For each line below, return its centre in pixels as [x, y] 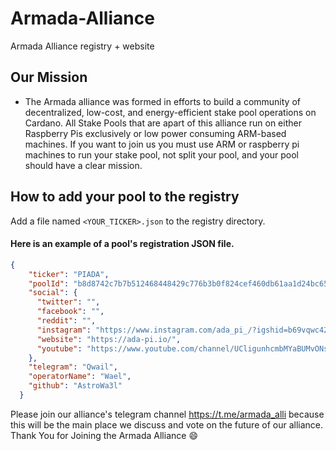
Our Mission [49, 77]
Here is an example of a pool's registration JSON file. [122, 244]
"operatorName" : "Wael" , [80, 377]
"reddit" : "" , [66, 321]
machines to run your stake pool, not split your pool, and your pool [161, 154]
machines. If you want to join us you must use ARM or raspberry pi [162, 144]
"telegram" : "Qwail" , [73, 367]
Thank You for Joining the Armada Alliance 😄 [104, 435]
